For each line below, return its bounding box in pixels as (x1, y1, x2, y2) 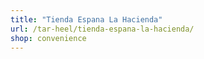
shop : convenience (10, 33, 87, 43)
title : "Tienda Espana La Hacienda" (10, 14, 163, 25)
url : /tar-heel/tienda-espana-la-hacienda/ (10, 24, 195, 34)
